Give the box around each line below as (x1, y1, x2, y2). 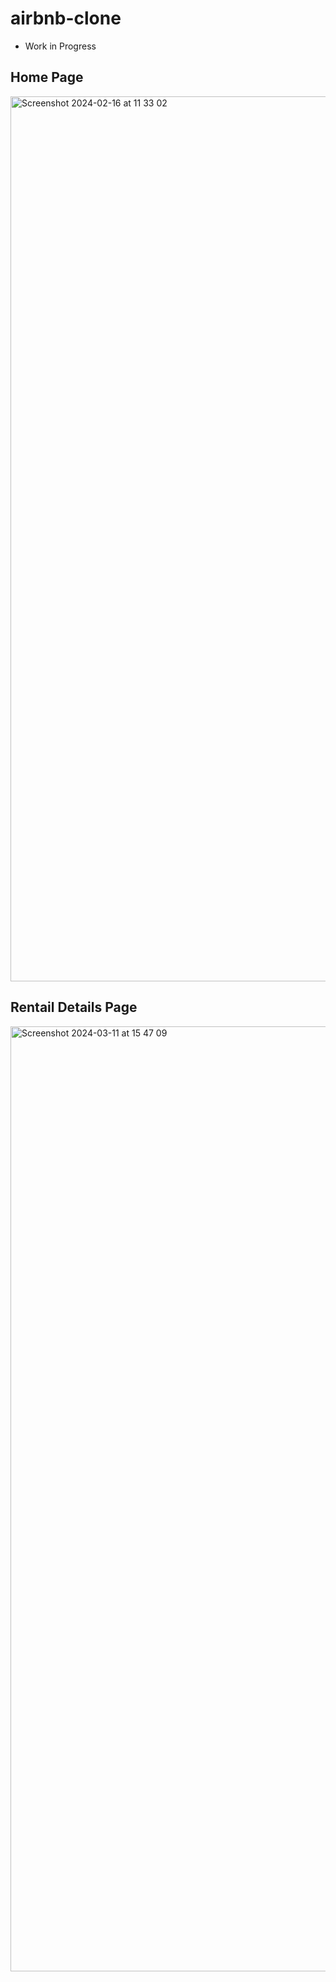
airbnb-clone (10, 7, 122, 30)
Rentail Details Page (10, 999, 138, 1016)
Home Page (10, 69, 84, 86)
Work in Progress (24, 40, 97, 52)
